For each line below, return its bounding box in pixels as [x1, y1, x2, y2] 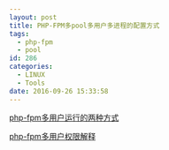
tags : [9, 29, 29, 38]
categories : [9, 63, 53, 71]
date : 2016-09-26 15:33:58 [9, 86, 109, 95]
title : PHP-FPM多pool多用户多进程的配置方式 [9, 21, 160, 30]
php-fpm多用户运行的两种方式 [9, 112, 119, 123]
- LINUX [17, 71, 46, 79]
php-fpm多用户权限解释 [9, 131, 96, 141]
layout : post [9, 12, 58, 22]
